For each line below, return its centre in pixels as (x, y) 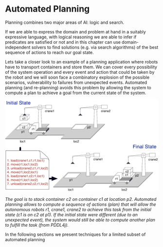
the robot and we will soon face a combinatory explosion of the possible (77, 77)
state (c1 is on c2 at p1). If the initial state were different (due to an (71, 215)
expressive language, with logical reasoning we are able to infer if (71, 37)
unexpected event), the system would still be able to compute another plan (80, 220)
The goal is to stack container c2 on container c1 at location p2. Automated (81, 199)
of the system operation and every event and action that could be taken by (80, 72)
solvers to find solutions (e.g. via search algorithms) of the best (95, 47)
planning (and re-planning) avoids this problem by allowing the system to (78, 87)
